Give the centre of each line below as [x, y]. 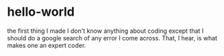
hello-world [41, 12]
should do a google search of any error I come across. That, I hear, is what [112, 38]
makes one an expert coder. [47, 45]
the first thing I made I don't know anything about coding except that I [105, 31]
